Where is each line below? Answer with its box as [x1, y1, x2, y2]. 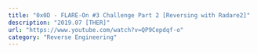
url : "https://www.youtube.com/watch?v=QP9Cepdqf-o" [8, 26, 184, 34]
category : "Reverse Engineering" [8, 33, 118, 41]
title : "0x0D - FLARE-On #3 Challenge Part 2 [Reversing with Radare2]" [8, 11, 251, 19]
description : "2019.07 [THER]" [8, 19, 110, 26]
